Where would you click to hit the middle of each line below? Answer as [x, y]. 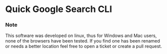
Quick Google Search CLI [59, 9]
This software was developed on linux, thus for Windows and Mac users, [81, 35]
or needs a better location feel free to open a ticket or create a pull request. [84, 46]
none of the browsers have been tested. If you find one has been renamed [83, 41]
